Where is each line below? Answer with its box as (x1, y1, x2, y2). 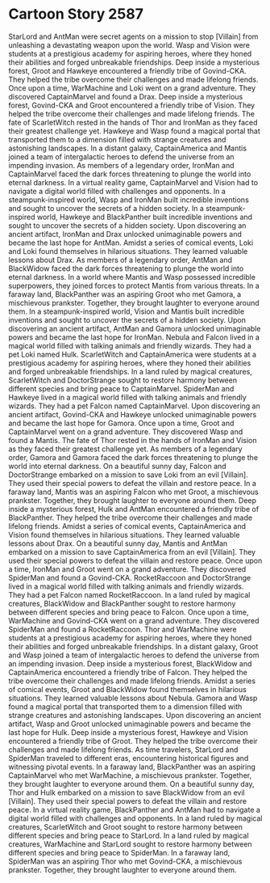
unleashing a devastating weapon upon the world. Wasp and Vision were (8, 40, 251, 49)
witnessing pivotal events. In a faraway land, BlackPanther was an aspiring (8, 762, 256, 771)
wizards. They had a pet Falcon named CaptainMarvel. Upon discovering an (8, 401, 260, 411)
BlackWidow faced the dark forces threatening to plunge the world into (8, 264, 244, 273)
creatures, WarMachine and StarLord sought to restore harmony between (8, 839, 252, 849)
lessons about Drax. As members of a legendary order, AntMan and (8, 255, 232, 264)
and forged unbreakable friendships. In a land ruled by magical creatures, (8, 366, 252, 376)
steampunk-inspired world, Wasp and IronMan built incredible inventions (8, 195, 250, 205)
